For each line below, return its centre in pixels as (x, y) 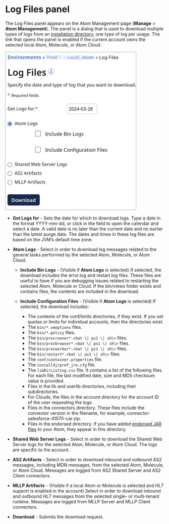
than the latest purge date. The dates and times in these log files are (83, 234)
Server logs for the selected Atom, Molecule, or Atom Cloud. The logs (85, 444)
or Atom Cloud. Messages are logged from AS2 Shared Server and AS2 (87, 470)
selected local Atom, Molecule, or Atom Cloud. (53, 45)
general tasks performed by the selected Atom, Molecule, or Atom (81, 254)
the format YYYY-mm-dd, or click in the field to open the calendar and (86, 223)
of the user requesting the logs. (60, 402)
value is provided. (46, 381)
